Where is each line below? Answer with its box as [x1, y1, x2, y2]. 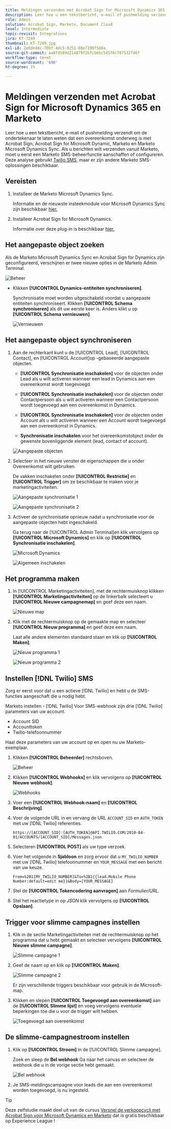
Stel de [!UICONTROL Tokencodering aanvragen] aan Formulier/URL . [12, 888, 160, 894]
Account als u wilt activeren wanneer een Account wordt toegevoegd [20, 417, 166, 423]
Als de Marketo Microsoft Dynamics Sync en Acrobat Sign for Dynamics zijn [5, 254, 164, 260]
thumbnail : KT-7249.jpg [5, 41, 56, 46]
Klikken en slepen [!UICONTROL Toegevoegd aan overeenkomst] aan [12, 997, 161, 1003]
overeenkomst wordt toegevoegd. [20, 381, 92, 387]
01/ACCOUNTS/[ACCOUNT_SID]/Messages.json [12, 834, 102, 840]
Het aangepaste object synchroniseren [5, 336, 132, 345]
